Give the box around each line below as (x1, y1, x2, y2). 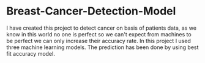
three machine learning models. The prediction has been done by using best (6, 44, 199, 51)
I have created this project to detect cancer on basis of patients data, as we (6, 24, 197, 31)
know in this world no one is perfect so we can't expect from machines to (6, 30, 192, 38)
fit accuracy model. (6, 50, 55, 57)
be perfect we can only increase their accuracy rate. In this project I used (6, 37, 191, 44)
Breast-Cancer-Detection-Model (6, 4, 176, 18)
